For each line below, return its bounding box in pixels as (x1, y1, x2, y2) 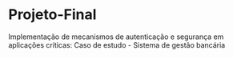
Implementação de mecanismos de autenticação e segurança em (8, 32, 224, 41)
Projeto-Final (8, 6, 97, 24)
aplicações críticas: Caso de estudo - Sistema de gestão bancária (8, 40, 226, 49)
